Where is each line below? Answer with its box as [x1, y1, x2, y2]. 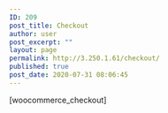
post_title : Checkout [9, 21, 89, 30]
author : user [9, 29, 57, 38]
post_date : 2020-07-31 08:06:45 [9, 71, 128, 79]
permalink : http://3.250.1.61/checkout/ [9, 54, 161, 63]
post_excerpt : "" [9, 37, 73, 47]
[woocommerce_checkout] [9, 94, 107, 105]
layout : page [9, 46, 57, 55]
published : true [9, 63, 69, 72]
